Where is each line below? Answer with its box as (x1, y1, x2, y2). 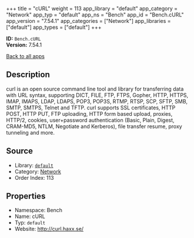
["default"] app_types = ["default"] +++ (6, 24, 102, 31)
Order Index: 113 (14, 174, 54, 181)
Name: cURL (14, 213, 45, 220)
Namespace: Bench (14, 207, 63, 214)
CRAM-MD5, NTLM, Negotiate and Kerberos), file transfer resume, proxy (6, 123, 182, 130)
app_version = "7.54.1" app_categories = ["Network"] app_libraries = (6, 18, 172, 24)
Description (6, 70, 50, 80)
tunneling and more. (6, 129, 55, 136)
